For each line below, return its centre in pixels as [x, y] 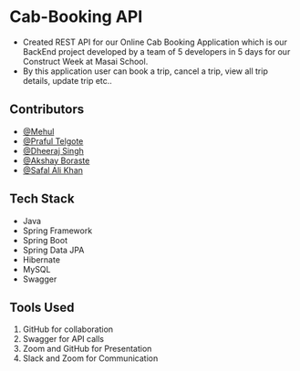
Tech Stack [42, 199]
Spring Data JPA [53, 250]
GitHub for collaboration [68, 329]
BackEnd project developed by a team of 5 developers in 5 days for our [156, 51]
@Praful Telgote [53, 141]
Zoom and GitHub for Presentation [87, 349]
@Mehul [38, 131]
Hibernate [41, 259]
